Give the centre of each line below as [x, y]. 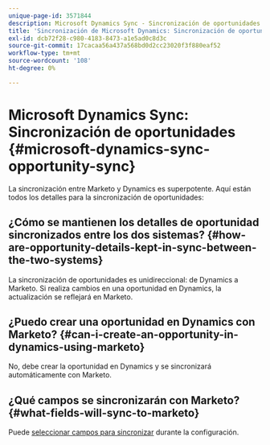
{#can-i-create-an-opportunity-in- [149, 334]
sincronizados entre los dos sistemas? [106, 235]
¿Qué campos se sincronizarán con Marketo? [124, 400]
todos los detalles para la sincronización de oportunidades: [106, 197]
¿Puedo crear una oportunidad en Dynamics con [132, 321]
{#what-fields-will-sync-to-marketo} [104, 412]
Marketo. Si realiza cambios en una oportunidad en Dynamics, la [115, 288]
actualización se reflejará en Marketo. [71, 297]
